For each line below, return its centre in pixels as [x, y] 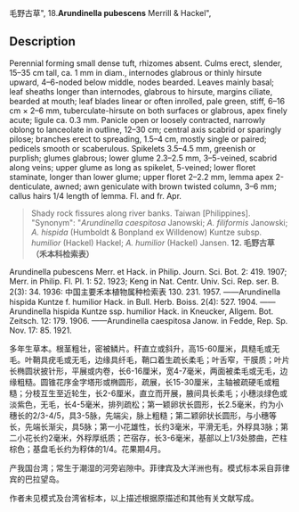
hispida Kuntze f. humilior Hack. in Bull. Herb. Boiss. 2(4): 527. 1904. [133, 301]
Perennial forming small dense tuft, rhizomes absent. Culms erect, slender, [146, 63]
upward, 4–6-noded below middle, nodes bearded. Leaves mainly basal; [141, 82]
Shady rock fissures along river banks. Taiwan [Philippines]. [141, 213]
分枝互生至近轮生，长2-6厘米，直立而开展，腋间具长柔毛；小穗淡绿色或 [156, 393]
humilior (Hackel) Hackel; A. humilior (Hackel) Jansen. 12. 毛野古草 [153, 243]
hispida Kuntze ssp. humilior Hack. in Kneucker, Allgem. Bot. [163, 311]
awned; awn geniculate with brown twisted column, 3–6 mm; [166, 186]
